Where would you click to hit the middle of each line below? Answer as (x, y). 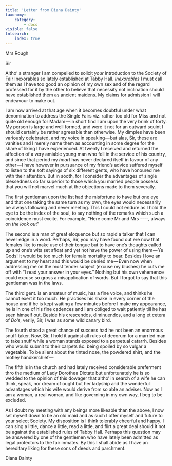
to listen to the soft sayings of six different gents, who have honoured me (83, 170)
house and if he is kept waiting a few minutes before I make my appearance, (86, 304)
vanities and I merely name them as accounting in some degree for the (80, 143)
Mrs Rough (17, 53)
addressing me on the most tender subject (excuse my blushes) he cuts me (85, 266)
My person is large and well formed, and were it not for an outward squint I (84, 127)
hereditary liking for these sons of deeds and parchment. (65, 448)
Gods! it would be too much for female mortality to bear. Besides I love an (83, 256)
